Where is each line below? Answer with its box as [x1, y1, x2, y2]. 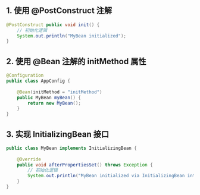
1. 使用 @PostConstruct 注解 [6, 5, 112, 16]
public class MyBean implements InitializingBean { [6, 145, 137, 151]
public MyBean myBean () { [17, 95, 82, 100]
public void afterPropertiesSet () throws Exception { [17, 162, 153, 168]
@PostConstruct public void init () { [6, 21, 100, 28]
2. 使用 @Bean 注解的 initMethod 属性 [6, 56, 146, 67]
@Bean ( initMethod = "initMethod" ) [17, 89, 102, 95]
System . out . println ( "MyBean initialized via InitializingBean [27, 173, 185, 179]
